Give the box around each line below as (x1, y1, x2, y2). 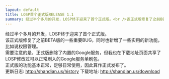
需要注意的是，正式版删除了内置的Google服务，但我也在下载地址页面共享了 (5, 49, 161, 55)
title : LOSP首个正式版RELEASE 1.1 (5, 12, 74, 17)
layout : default (5, 7, 39, 12)
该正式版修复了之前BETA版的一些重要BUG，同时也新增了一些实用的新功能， (5, 37, 162, 43)
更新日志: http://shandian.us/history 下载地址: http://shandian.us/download (5, 68, 160, 74)
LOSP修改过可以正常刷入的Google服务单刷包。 (5, 56, 102, 62)
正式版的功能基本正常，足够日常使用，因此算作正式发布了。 (5, 62, 129, 68)
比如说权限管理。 (5, 43, 41, 49)
